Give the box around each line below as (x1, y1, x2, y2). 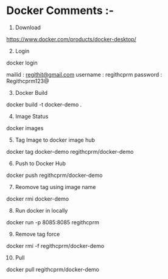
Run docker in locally (15, 207, 68, 214)
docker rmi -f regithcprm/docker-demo (6, 242, 105, 249)
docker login (6, 59, 38, 66)
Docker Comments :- (6, 4, 114, 18)
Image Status (15, 112, 49, 120)
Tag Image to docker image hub (15, 136, 96, 143)
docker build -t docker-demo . (6, 101, 82, 108)
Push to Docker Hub (15, 159, 66, 167)
